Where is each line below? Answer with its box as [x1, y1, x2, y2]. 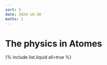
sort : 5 [5, 7, 21, 12]
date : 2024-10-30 [5, 12, 41, 17]
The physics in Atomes [5, 38, 102, 49]
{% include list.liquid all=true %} [5, 54, 71, 60]
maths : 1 [5, 16, 23, 21]
